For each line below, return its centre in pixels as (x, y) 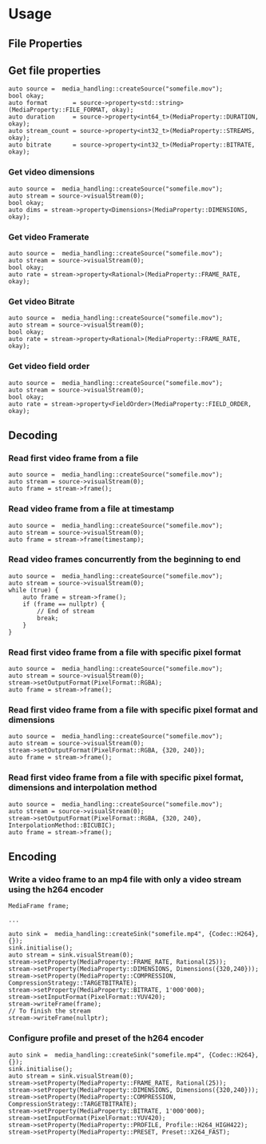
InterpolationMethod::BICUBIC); (62, 825)
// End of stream (66, 611)
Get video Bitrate (42, 301)
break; (48, 618)
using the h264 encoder (56, 889)
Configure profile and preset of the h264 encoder (106, 1038)
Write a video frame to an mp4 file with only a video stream (125, 880)
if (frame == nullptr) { (64, 604)
